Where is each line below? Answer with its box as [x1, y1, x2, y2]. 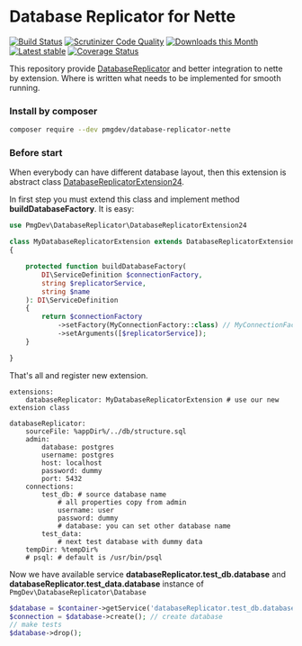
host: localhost [41, 458, 102, 468]
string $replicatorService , [41, 278, 147, 287]
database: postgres [41, 442, 115, 451]
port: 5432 [41, 474, 83, 483]
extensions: [9, 387, 54, 396]
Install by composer [9, 105, 98, 117]
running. [9, 82, 40, 93]
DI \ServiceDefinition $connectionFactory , [41, 270, 203, 279]
